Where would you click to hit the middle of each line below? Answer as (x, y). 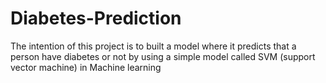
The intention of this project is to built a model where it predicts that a (153, 46)
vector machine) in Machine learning (86, 67)
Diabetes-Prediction (96, 18)
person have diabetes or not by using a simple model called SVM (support (163, 56)
